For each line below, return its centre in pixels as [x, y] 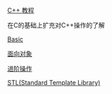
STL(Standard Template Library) [54, 82]
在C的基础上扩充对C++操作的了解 [56, 25]
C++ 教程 [21, 10]
